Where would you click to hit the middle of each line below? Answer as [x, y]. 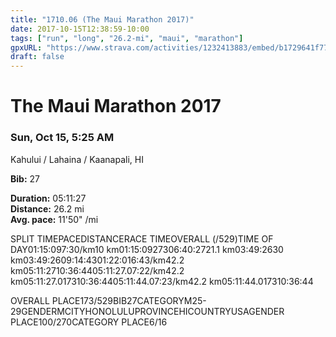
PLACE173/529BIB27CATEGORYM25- [129, 300]
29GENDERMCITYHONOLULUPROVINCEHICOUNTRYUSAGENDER [147, 311]
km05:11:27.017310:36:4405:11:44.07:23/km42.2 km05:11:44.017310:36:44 [162, 281]
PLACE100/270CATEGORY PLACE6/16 [89, 322]
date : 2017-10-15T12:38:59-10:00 [80, 29]
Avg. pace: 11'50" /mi [54, 219]
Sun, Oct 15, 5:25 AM [62, 138]
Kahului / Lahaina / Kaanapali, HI [77, 159]
